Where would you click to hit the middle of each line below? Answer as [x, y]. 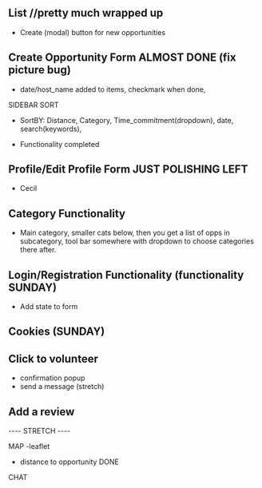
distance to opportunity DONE [69, 462]
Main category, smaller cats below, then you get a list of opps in [125, 233]
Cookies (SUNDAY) [57, 332]
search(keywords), [51, 129]
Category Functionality [67, 214]
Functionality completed [60, 144]
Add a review [42, 412]
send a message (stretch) [62, 387]
